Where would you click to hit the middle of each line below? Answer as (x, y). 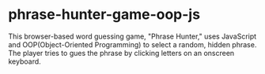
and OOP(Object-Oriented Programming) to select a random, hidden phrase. (132, 44)
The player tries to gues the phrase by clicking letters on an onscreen (121, 53)
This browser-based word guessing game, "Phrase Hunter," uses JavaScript (132, 36)
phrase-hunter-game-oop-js (104, 15)
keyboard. (25, 61)
